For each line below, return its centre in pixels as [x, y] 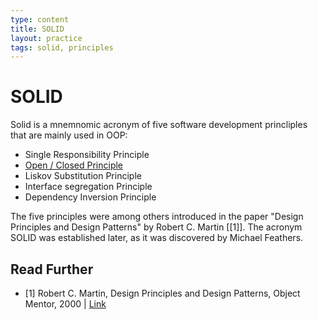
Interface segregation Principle [88, 187]
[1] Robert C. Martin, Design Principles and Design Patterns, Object [162, 293]
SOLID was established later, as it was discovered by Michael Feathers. [157, 238]
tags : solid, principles [62, 47]
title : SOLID [37, 29]
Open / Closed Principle [74, 165]
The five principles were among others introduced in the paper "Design [157, 217]
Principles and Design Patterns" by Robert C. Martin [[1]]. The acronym [156, 227]
